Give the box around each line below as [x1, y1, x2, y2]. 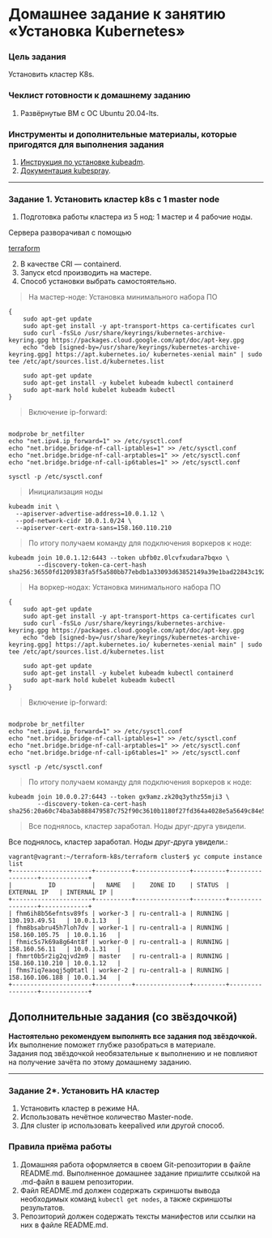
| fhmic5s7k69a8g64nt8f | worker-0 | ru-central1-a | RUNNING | [8, 938, 230, 947]
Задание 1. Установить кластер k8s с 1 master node [8, 194, 220, 205]
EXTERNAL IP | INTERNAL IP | [8, 888, 114, 897]
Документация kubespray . [19, 166, 111, 175]
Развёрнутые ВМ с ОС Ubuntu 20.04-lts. [19, 108, 159, 118]
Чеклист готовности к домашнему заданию [8, 90, 191, 101]
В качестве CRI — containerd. [19, 259, 121, 269]
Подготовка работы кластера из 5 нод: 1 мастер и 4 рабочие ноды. [19, 212, 253, 222]
